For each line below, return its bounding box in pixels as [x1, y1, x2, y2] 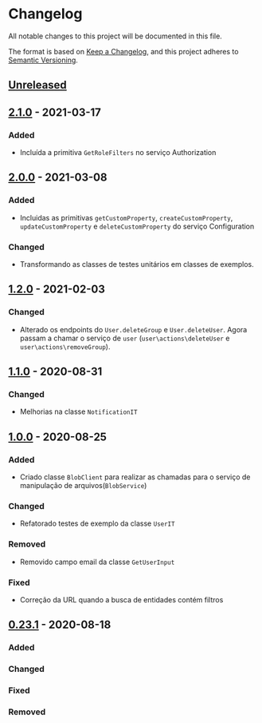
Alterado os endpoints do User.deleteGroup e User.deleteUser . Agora [19, 324, 248, 334]
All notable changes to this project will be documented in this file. [8, 31, 223, 41]
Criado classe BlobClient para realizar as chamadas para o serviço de [19, 472, 251, 482]
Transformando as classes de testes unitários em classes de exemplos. [19, 260, 255, 268]
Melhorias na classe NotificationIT [19, 407, 138, 416]
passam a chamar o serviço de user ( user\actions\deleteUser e [19, 333, 230, 343]
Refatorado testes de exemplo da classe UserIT [19, 518, 175, 528]
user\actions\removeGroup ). [19, 341, 111, 352]
